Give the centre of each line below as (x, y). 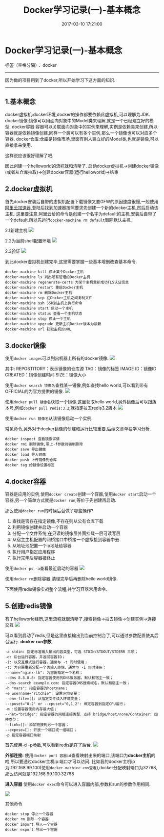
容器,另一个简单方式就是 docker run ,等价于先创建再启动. (61, 500)
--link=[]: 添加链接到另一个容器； (37, 725)
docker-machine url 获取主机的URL (38, 329)
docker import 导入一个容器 (31, 824)
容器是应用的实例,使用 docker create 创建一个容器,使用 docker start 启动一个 (81, 494)
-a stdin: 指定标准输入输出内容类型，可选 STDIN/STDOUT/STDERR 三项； (72, 652)
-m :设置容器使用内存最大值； (31, 709)
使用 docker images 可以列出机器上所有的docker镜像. (57, 358)
